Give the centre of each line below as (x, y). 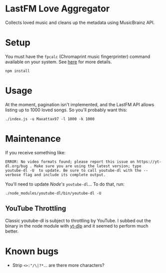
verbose (13, 175)
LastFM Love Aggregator (57, 9)
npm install (17, 71)
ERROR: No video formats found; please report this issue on (70, 162)
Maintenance (33, 139)
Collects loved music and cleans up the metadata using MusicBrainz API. (80, 22)
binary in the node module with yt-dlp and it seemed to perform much (77, 226)
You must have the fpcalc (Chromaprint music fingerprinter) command (78, 56)
